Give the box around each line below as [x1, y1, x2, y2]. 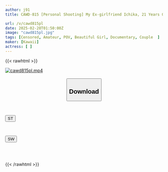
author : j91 [5, 7, 30, 12]
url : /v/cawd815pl [5, 21, 43, 26]
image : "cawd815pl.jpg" [5, 30, 55, 35]
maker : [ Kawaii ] [5, 39, 39, 45]
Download [69, 88, 99, 95]
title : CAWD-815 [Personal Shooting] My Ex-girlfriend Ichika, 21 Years [5, 12, 160, 17]
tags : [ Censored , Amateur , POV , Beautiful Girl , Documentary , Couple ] [5, 35, 160, 40]
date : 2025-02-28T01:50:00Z [5, 25, 64, 30]
